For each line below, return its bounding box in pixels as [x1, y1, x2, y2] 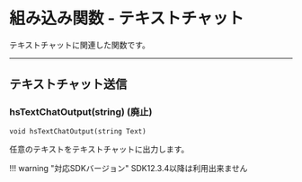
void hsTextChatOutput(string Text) [9, 126, 147, 135]
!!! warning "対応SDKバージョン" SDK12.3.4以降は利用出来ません [9, 162, 248, 173]
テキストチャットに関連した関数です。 [9, 39, 151, 50]
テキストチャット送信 [9, 77, 128, 92]
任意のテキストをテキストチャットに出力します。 [9, 143, 190, 154]
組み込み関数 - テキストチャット [9, 8, 244, 29]
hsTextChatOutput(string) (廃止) [9, 106, 153, 118]
